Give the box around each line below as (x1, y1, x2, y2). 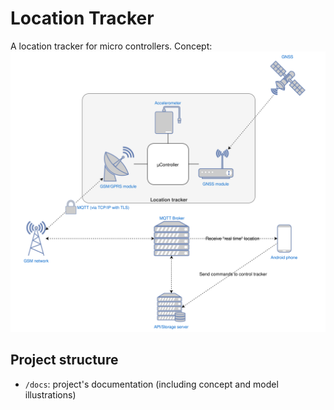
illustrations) (24, 388, 77, 401)
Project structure (10, 352, 119, 369)
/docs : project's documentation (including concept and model (24, 378, 279, 390)
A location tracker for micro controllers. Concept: (10, 40, 213, 52)
